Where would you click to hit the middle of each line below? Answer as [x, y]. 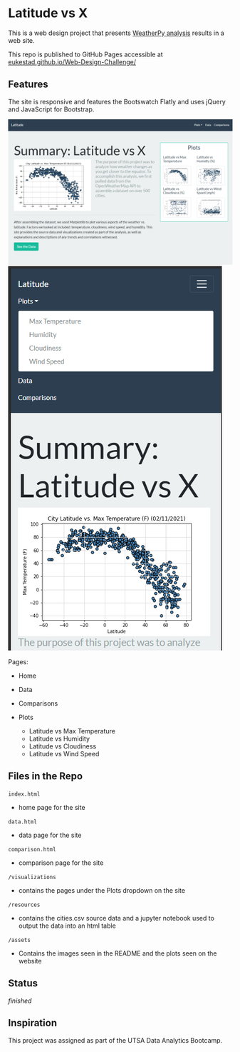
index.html [24, 794]
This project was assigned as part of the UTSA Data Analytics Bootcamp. [115, 1040]
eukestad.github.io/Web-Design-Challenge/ [72, 61]
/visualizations [32, 877]
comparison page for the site [61, 863]
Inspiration [33, 1023]
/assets [20, 940]
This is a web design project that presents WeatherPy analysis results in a [116, 33]
